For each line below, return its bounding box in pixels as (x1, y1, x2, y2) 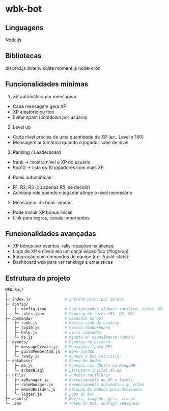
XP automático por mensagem (12, 93, 76, 99)
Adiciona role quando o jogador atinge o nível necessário (12, 189, 133, 196)
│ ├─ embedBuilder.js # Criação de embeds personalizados (5, 387, 143, 392)
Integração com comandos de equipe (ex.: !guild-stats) (12, 254, 128, 260)
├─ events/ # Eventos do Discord (5, 339, 110, 344)
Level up (12, 124, 31, 130)
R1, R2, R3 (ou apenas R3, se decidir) (12, 184, 91, 190)
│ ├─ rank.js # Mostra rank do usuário (5, 320, 120, 326)
